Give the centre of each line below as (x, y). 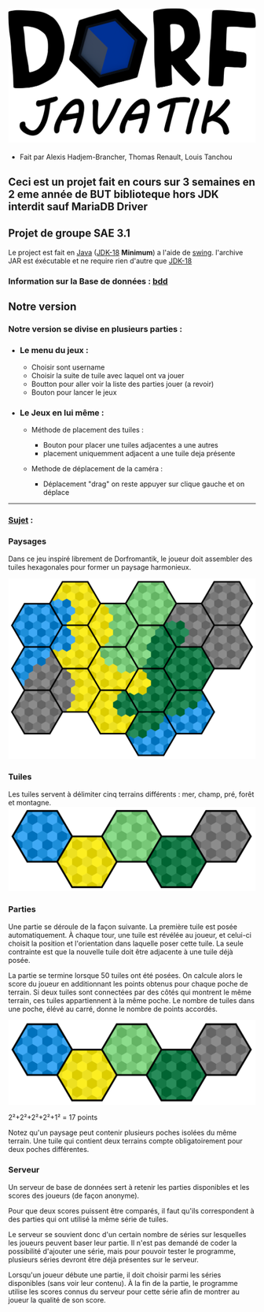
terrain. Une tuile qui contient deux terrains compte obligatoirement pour (126, 1141)
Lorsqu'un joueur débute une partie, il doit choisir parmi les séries (115, 1275)
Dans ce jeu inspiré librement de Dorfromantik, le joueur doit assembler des (130, 559)
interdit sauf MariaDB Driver (78, 206)
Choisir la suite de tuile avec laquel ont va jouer (108, 376)
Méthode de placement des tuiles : (87, 430)
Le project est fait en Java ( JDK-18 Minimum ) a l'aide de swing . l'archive (126, 252)
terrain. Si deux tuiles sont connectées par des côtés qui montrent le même (130, 992)
